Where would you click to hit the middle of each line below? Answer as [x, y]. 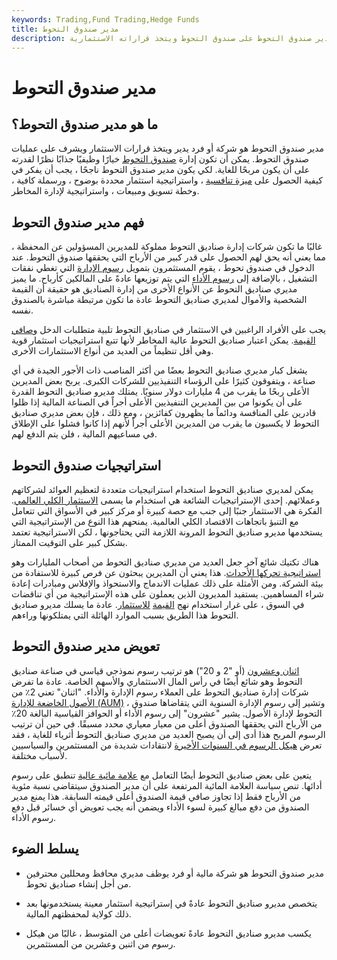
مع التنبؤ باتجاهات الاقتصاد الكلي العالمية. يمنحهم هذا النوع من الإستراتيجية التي [155, 521]
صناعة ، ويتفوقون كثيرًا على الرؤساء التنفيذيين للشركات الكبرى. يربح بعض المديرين [163, 381]
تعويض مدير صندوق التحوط [86, 646]
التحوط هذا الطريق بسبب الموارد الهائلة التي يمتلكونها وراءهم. [125, 615]
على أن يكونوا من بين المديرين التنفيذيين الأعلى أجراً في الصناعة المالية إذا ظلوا [157, 402]
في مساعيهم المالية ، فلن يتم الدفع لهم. [84, 434]
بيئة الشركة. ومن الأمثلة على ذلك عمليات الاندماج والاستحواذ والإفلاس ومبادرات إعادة [167, 583]
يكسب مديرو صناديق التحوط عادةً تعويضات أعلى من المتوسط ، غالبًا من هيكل [168, 933]
